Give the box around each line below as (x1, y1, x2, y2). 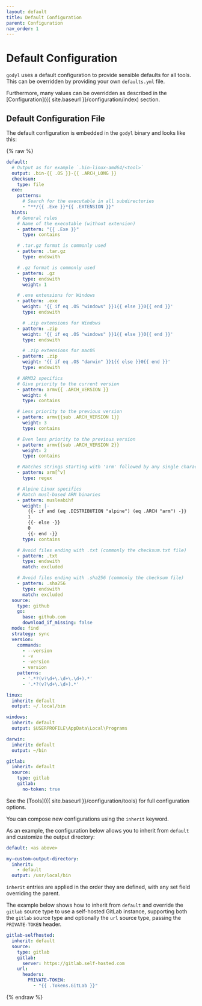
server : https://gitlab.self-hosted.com (22, 960, 125, 966)
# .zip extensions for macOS (22, 347, 96, 354)
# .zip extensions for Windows (22, 320, 101, 326)
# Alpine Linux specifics (17, 486, 82, 492)
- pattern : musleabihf (17, 497, 74, 503)
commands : (17, 642, 42, 648)
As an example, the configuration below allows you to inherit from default (6, 827, 189, 834)
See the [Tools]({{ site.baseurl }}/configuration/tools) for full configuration (6, 797, 189, 804)
